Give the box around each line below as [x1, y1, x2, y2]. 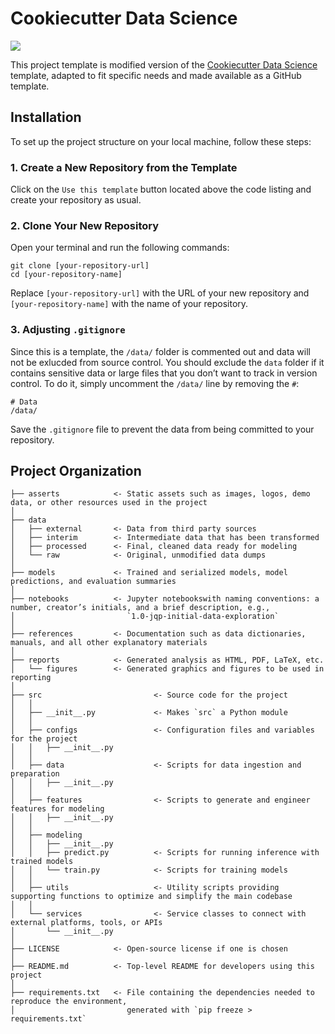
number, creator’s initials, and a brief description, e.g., [10, 603, 271, 613]
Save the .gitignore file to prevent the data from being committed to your [10, 423, 315, 435]
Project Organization [10, 463, 142, 480]
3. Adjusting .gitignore [10, 323, 126, 337]
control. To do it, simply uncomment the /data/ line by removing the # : [10, 377, 300, 389]
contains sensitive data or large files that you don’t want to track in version [10, 367, 318, 379]
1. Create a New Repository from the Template [10, 160, 238, 174]
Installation [10, 109, 82, 126]
